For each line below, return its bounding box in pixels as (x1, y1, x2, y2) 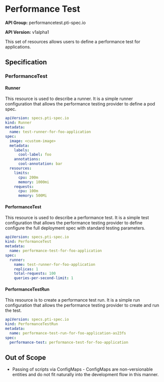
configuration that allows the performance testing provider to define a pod (5, 101, 156, 107)
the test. (5, 307, 22, 313)
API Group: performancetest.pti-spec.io (5, 20, 86, 25)
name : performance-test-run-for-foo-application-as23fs (9, 331, 126, 335)
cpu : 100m (18, 189, 38, 194)
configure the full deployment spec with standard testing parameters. (5, 225, 146, 231)
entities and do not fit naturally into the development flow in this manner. (12, 372, 159, 378)
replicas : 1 (14, 266, 38, 272)
